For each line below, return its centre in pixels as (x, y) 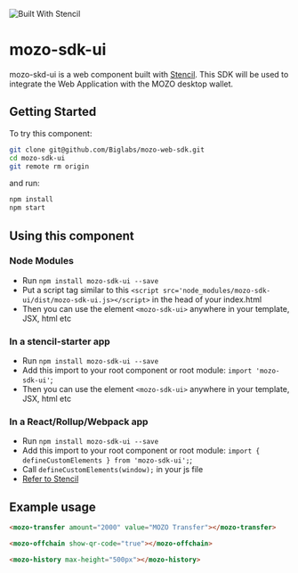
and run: (24, 184)
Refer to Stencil (50, 479)
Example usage (52, 507)
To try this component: (51, 133)
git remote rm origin (49, 166)
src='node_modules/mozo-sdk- (217, 291)
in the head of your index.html (207, 299)
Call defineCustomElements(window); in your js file (113, 470)
